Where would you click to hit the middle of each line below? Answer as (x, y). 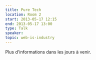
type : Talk (16, 28)
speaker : (14, 33)
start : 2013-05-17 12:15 (31, 19)
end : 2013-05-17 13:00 (29, 24)
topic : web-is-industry (30, 38)
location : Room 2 (23, 14)
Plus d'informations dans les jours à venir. (48, 52)
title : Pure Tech (23, 10)
